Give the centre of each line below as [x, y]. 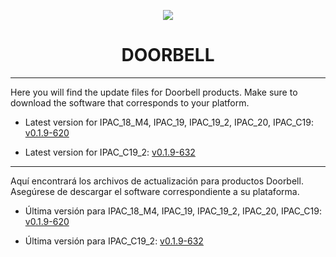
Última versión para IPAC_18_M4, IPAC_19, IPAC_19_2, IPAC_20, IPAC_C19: [173, 211]
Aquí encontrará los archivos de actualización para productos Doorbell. [157, 181]
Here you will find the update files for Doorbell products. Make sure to [154, 92]
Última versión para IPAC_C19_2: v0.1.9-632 [114, 241]
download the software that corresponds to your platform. [130, 102]
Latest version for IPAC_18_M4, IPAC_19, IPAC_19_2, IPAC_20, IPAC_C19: [169, 122]
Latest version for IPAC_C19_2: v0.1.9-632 [110, 152]
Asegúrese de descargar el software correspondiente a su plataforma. [155, 191]
